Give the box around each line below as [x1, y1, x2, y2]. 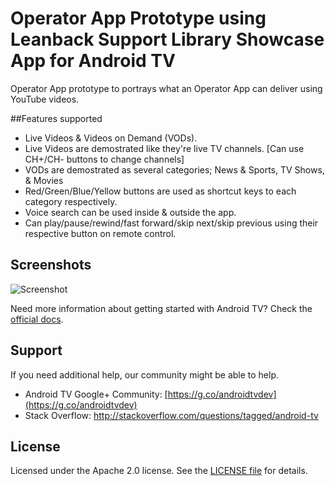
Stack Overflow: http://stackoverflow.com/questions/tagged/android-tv [24, 409, 319, 421]
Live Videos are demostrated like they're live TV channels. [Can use [24, 142, 305, 154]
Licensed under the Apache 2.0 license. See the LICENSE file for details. [10, 465, 308, 477]
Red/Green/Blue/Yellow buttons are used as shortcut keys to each [24, 185, 297, 197]
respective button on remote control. [24, 227, 177, 239]
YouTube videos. [10, 93, 80, 105]
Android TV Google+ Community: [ [24, 388, 168, 400]
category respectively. [24, 195, 118, 207]
